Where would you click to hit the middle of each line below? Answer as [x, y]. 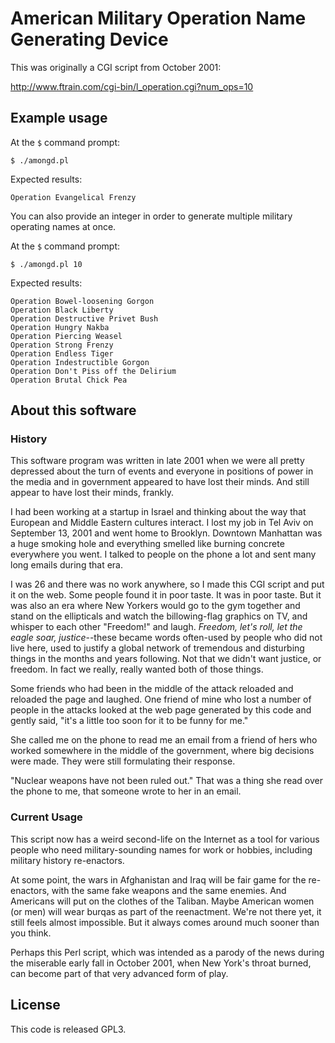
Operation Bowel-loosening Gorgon [82, 301]
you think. [31, 933]
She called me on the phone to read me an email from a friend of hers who [164, 740]
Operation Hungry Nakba [60, 327]
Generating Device [89, 39]
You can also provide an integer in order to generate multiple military [151, 216]
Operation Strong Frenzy [62, 345]
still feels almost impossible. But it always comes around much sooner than [165, 922]
